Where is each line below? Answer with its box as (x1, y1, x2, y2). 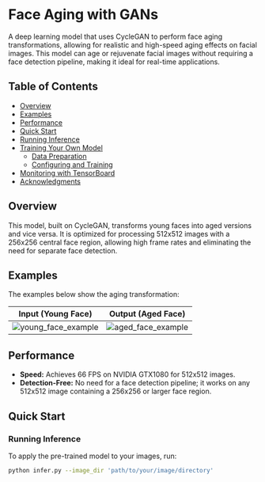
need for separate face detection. (8, 245, 118, 255)
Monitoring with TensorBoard (19, 168, 115, 177)
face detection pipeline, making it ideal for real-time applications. (8, 57, 220, 66)
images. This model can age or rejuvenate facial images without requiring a (8, 48, 253, 58)
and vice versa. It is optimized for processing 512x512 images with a (8, 229, 230, 238)
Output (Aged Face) (109, 309, 186, 320)
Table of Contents (8, 80, 99, 93)
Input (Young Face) (18, 309, 93, 320)
